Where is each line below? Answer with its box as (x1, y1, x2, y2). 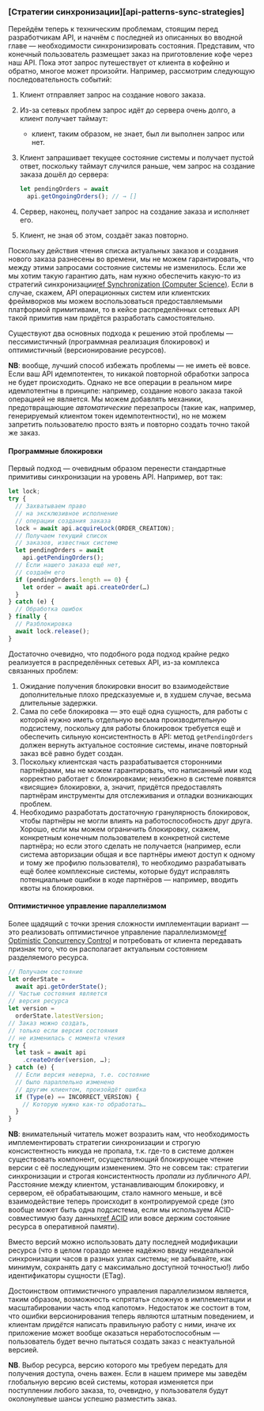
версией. (8, 1345, 40, 1355)
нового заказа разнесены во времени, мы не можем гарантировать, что (8, 254, 255, 264)
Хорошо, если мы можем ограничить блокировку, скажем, (19, 824, 221, 834)
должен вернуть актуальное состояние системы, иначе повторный (19, 740, 248, 750)
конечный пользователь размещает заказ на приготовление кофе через (8, 50, 253, 59)
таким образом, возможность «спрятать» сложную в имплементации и (8, 1295, 251, 1304)
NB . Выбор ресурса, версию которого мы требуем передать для (8, 1360, 228, 1370)
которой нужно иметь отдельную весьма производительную (19, 715, 227, 725)
